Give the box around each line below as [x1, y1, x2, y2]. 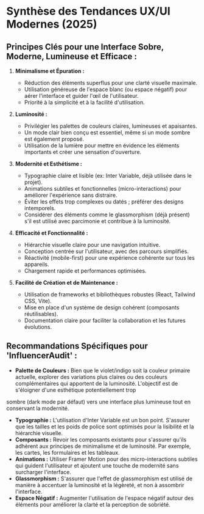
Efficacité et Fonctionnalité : [15, 229, 88, 237]
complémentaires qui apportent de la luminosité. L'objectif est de [15, 380, 178, 387]
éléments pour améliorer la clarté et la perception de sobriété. [15, 501, 171, 508]
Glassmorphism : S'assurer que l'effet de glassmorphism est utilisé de [15, 475, 193, 482]
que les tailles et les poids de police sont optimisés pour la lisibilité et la [15, 423, 194, 430]
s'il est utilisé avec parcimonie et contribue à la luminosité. [24, 218, 171, 224]
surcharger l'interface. [15, 468, 71, 475]
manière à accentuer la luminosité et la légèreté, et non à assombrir [15, 481, 185, 488]
